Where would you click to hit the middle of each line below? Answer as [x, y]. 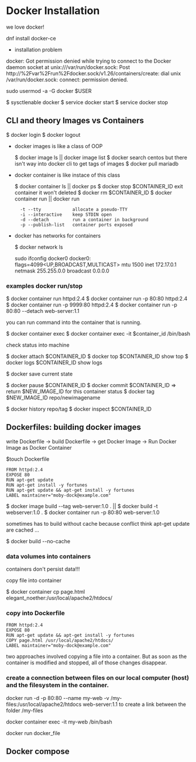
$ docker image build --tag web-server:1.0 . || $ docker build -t [82, 506]
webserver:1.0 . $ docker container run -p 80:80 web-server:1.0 [83, 512]
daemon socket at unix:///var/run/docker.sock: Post [68, 67]
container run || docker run [47, 199]
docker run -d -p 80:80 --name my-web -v [58, 698]
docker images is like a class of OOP [59, 146]
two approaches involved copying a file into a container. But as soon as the [97, 657]
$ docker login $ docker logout [43, 135]
